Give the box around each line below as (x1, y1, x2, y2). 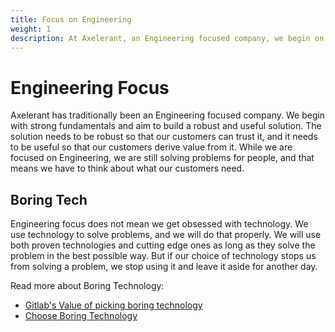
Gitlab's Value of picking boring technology (24, 299, 203, 311)
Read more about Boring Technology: (10, 280, 165, 292)
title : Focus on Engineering (10, 14, 132, 25)
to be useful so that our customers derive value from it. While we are (10, 141, 293, 153)
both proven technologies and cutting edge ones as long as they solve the (10, 239, 316, 251)
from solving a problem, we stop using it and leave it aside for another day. (10, 261, 318, 273)
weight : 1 (10, 24, 52, 34)
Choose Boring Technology (24, 310, 138, 322)
